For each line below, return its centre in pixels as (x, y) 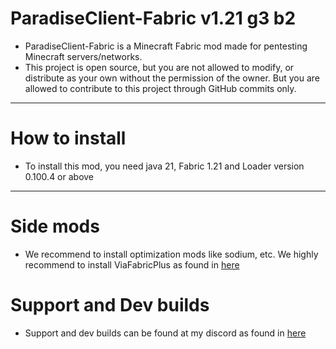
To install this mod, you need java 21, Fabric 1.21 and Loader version (164, 166)
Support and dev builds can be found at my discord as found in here (165, 333)
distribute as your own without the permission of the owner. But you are (172, 78)
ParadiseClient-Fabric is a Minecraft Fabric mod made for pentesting (166, 46)
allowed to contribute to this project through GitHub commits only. (160, 88)
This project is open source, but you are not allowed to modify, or (159, 67)
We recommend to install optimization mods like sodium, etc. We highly (171, 254)
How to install (68, 138)
